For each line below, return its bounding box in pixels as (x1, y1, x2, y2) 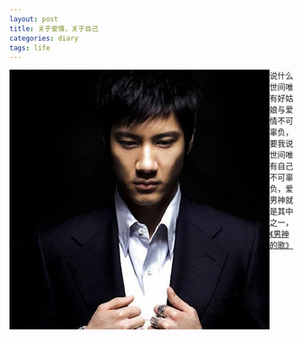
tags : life (9, 43, 51, 52)
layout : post (9, 14, 59, 24)
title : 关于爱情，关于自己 (9, 24, 99, 33)
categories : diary (9, 33, 79, 42)
